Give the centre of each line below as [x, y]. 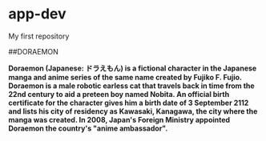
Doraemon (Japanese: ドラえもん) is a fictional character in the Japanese [133, 68]
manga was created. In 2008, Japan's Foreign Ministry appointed [119, 119]
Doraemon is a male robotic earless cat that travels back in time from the [131, 86]
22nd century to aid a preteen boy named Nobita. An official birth [119, 94]
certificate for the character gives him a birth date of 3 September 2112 [129, 103]
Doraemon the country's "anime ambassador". [88, 128]
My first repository [39, 36]
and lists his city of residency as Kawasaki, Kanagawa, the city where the [133, 111]
